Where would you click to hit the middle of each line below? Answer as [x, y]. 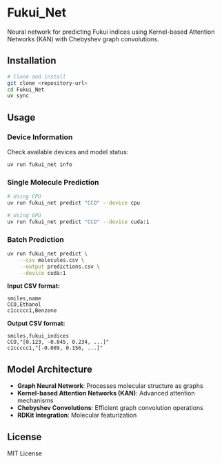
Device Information [40, 137]
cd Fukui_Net [26, 90]
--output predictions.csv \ [60, 267]
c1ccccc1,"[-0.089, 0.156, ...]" [55, 348]
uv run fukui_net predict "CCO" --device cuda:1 [78, 222]
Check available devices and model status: [68, 152]
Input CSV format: [34, 286]
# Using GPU [24, 215]
